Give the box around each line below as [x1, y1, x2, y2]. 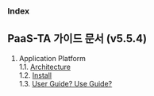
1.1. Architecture [18, 62, 71, 71]
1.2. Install [18, 70, 52, 80]
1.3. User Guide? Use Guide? [18, 79, 113, 88]
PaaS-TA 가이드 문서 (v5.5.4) [7, 32, 148, 45]
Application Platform [18, 53, 87, 63]
